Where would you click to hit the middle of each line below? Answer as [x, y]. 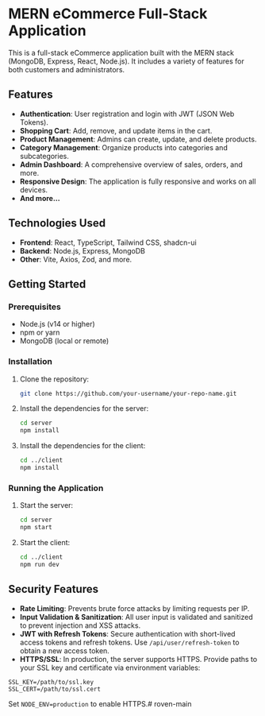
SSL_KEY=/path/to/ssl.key [51, 682]
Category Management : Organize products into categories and [123, 147]
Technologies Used [57, 223]
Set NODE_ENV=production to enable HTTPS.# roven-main [100, 703]
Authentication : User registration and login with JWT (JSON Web [127, 114]
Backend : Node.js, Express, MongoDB [82, 250]
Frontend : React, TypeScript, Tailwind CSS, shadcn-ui [108, 242]
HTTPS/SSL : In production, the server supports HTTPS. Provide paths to [138, 659]
